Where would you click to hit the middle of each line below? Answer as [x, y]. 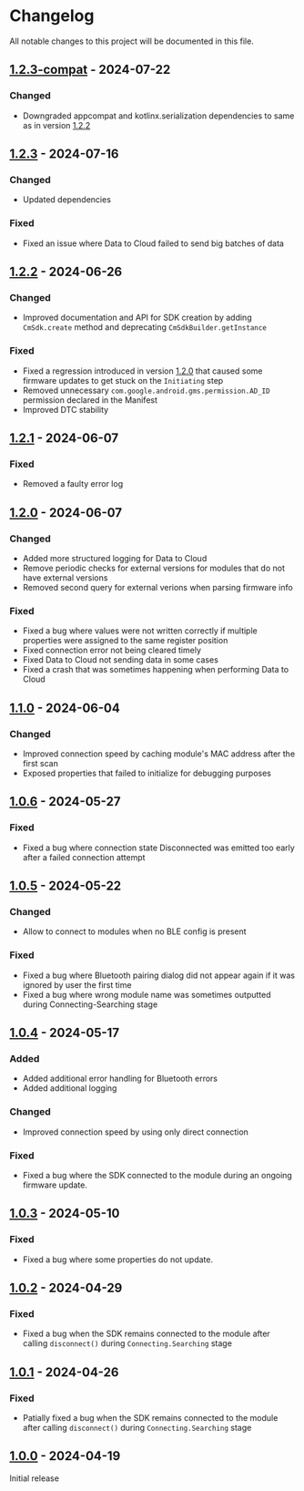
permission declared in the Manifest [90, 400]
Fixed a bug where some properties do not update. [118, 1260]
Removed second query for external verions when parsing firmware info [157, 587]
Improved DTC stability [66, 409]
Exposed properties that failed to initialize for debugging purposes [147, 773]
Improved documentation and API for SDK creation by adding [137, 318]
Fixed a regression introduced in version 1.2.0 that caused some [142, 371]
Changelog [52, 16]
